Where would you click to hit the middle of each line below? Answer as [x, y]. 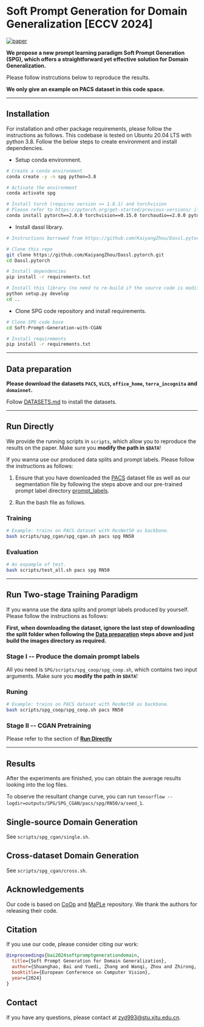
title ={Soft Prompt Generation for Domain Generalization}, [89, 961]
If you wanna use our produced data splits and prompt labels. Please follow [100, 459]
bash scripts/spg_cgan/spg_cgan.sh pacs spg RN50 [70, 537]
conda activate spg [31, 193]
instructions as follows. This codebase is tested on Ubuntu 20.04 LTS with [99, 135]
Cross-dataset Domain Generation [73, 856]
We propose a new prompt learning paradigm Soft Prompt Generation [96, 52]
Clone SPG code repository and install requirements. [81, 311]
